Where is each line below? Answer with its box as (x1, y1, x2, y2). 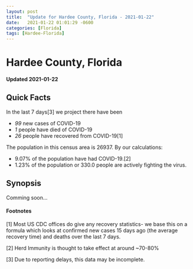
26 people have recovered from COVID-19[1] (14, 132, 123, 139)
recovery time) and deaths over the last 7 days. (6, 233, 121, 240)
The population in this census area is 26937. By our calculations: (6, 144, 163, 151)
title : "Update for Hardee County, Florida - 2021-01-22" (6, 14, 155, 20)
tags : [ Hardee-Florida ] (6, 31, 65, 36)
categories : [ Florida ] (6, 25, 62, 31)
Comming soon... (6, 194, 48, 201)
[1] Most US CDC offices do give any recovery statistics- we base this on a (6, 220, 188, 227)
